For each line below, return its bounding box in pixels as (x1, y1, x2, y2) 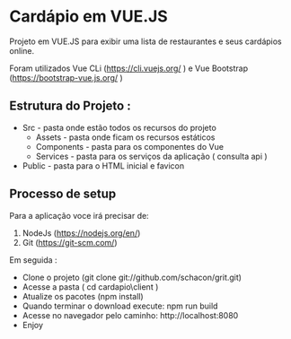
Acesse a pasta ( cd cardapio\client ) (22, 281, 159, 292)
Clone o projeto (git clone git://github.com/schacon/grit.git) (22, 272, 242, 282)
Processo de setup (9, 187, 117, 202)
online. (9, 45, 34, 56)
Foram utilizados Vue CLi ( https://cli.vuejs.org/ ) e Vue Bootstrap (9, 63, 249, 74)
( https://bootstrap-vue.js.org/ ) (9, 72, 123, 83)
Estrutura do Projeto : (9, 99, 132, 114)
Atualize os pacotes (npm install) (22, 291, 144, 301)
